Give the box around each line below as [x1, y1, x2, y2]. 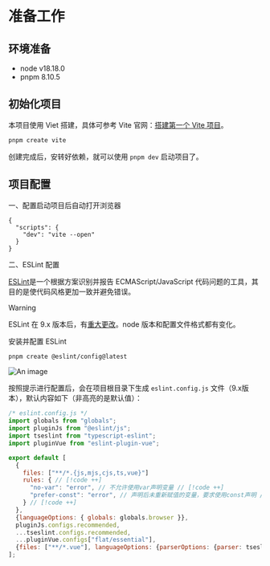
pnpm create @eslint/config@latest [8, 352, 128, 360]
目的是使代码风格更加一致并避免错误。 [8, 287, 135, 296]
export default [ [8, 454, 67, 462]
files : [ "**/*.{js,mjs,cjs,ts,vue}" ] [22, 469, 149, 477]
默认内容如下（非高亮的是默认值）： [25, 393, 142, 403]
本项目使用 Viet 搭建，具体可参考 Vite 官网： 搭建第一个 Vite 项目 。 [8, 120, 228, 129]
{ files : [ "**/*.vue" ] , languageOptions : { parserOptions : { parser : [15, 544, 243, 552]
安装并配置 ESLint [8, 336, 67, 346]
